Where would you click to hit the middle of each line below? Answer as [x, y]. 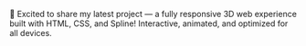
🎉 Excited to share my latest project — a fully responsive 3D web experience [153, 14]
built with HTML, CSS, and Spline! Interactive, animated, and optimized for [149, 23]
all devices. [31, 33]
